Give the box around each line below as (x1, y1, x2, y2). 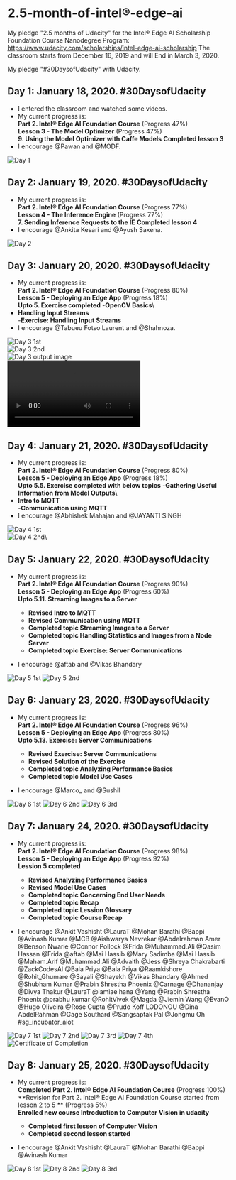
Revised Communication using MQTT (28, 616, 141, 624)
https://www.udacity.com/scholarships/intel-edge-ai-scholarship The (7, 43, 210, 52)
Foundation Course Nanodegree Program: (7, 35, 130, 44)
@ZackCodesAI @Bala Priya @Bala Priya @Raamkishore (17, 964, 183, 973)
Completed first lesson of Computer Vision (28, 1122, 157, 1130)
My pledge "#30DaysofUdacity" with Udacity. (7, 65, 141, 73)
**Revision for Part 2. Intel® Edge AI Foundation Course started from (17, 1093, 220, 1102)
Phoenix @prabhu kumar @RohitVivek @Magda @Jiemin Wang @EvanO (17, 995, 229, 1003)
